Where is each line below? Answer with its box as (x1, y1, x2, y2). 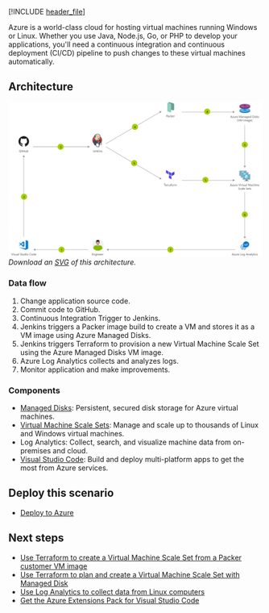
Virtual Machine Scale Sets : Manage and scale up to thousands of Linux (19, 420, 259, 430)
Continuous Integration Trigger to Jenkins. (19, 313, 161, 323)
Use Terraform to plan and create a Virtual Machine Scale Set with (19, 569, 240, 579)
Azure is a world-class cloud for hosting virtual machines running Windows (8, 23, 258, 31)
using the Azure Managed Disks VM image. (19, 347, 163, 357)
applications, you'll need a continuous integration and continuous (8, 40, 226, 49)
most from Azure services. (19, 463, 109, 473)
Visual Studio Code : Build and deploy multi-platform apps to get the (19, 455, 245, 465)
